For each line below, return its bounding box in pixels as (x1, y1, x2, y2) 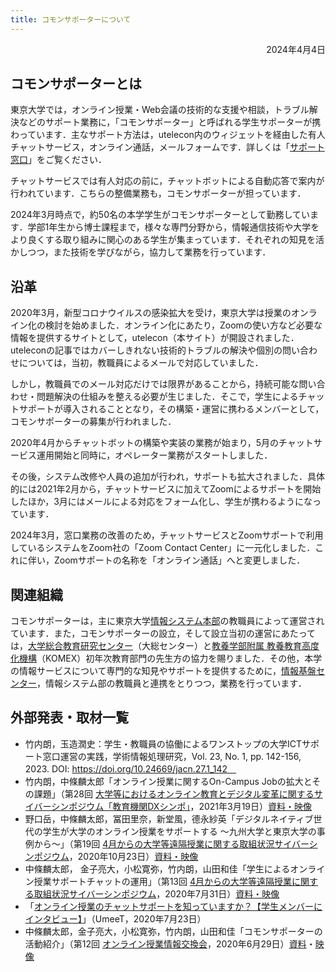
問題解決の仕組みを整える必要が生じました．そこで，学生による (36, 391, 299, 403)
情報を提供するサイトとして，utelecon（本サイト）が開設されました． (10, 332, 300, 344)
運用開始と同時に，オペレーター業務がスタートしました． (36, 449, 273, 461)
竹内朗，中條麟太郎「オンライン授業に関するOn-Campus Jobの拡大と (24, 775, 313, 787)
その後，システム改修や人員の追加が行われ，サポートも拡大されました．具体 (10, 471, 325, 483)
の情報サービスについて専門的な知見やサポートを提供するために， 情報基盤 (10, 665, 317, 677)
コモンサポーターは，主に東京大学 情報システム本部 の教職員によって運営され (10, 615, 325, 627)
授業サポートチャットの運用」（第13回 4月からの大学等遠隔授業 (33, 875, 292, 887)
